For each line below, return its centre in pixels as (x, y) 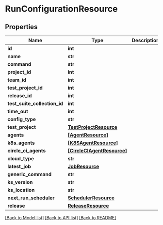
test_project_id (25, 88)
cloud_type (21, 158)
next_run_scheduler (31, 198)
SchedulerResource (91, 198)
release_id (20, 96)
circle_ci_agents (27, 151)
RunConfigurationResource (61, 9)
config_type (22, 119)
